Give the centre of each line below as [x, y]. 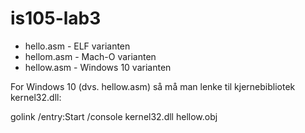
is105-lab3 [56, 18]
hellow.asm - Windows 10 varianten [98, 67]
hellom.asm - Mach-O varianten [90, 56]
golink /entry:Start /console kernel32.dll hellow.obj [114, 116]
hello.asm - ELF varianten [77, 46]
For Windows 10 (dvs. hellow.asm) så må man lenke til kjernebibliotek [153, 86]
